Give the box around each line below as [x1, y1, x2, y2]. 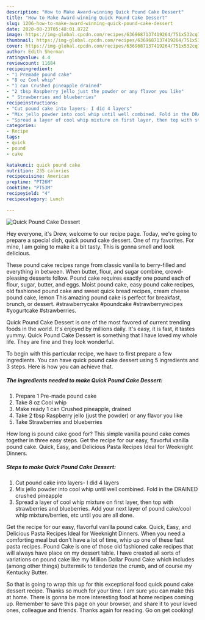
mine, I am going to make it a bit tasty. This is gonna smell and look [6, 243, 175, 250]
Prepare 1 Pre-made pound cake [15, 392, 97, 399]
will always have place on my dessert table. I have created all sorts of [6, 549, 181, 556]
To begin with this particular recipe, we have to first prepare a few [6, 349, 172, 357]
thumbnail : [6, 37, 34, 43]
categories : [6, 123, 37, 129]
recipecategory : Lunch [6, 196, 64, 202]
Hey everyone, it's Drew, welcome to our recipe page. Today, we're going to [6, 230, 197, 237]
